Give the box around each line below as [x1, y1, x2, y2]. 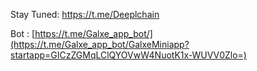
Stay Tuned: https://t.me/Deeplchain [10, 9, 160, 20]
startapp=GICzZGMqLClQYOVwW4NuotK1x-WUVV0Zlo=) [10, 49, 247, 61]
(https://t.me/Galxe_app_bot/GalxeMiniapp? [10, 39, 190, 50]
